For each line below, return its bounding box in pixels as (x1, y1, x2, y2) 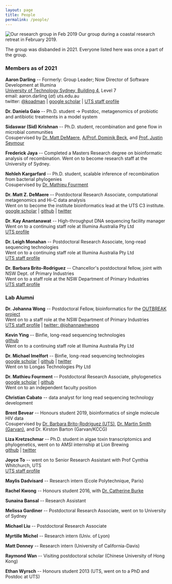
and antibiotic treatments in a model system (5, 113, 98, 119)
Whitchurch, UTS (5, 462, 42, 468)
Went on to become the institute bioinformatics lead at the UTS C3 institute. (5, 202, 165, 208)
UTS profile (5, 229, 30, 235)
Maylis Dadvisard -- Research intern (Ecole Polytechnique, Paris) (5, 477, 144, 484)
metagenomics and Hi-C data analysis (5, 197, 86, 203)
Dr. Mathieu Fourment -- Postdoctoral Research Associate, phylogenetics (5, 373, 162, 379)
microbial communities (5, 129, 53, 135)
